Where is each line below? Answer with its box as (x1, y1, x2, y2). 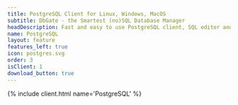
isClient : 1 (7, 63, 42, 70)
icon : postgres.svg (7, 50, 65, 57)
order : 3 (7, 57, 33, 64)
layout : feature (7, 37, 55, 44)
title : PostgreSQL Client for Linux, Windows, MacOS (7, 10, 166, 18)
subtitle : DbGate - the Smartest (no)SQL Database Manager (7, 17, 186, 24)
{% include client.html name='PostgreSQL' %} (7, 89, 142, 98)
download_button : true (7, 70, 74, 77)
